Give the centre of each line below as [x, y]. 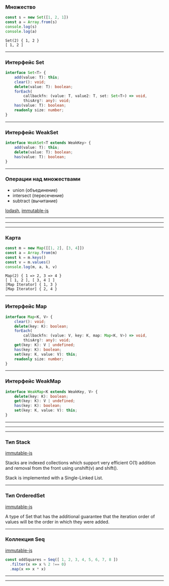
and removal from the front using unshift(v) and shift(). [62, 468]
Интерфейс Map [26, 306]
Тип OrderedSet [25, 495]
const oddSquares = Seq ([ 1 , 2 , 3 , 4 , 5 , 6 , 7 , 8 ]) [62, 559]
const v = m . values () [28, 262]
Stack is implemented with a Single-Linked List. [54, 478]
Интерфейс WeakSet [32, 132]
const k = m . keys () [26, 258]
